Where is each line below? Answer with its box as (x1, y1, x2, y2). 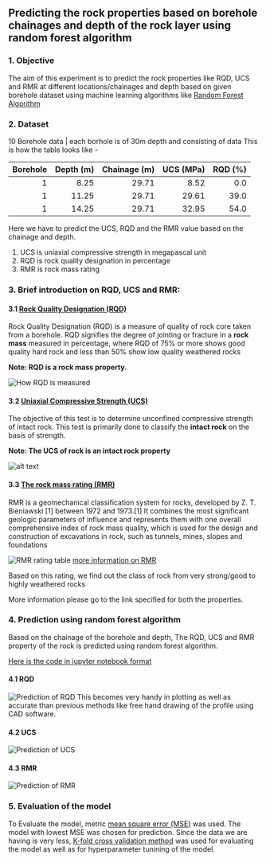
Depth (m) (54, 163, 95, 174)
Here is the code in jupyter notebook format (8, 656, 152, 665)
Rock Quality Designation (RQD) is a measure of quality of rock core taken (8, 322, 252, 331)
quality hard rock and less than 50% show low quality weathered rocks (8, 347, 241, 357)
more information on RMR (72, 555, 157, 564)
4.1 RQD (8, 674, 34, 684)
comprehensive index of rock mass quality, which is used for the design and (8, 523, 258, 532)
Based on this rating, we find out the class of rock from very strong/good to (8, 571, 256, 580)
